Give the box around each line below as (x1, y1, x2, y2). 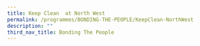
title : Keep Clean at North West (7, 9, 106, 17)
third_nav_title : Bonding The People (7, 28, 115, 36)
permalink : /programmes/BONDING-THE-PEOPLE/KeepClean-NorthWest (7, 16, 194, 23)
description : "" (7, 22, 53, 29)
